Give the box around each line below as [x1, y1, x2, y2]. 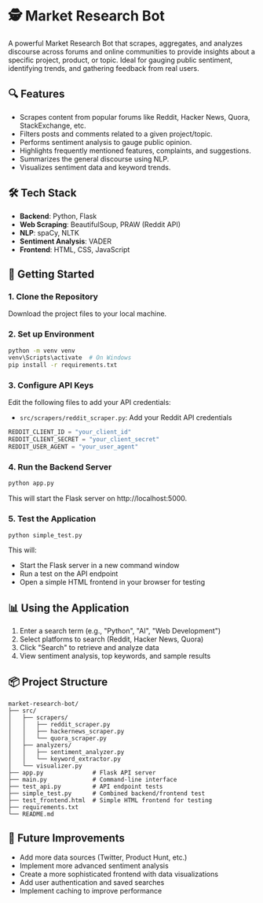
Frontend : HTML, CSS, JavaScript [19, 244, 130, 254]
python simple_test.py [8, 531, 82, 539]
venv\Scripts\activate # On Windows [8, 354, 132, 362]
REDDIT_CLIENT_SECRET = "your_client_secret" [8, 436, 159, 444]
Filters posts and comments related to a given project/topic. [19, 128, 214, 139]
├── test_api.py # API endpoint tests [8, 782, 163, 791]
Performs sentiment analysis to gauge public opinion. [19, 137, 192, 147]
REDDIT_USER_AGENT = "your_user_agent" [8, 443, 139, 451]
